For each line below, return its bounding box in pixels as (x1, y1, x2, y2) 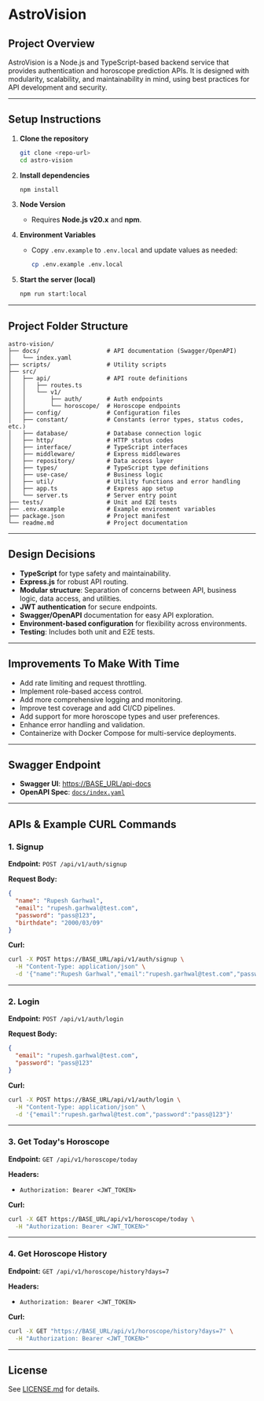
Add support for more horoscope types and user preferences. (19, 712, 220, 721)
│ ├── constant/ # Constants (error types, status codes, (8, 416, 244, 424)
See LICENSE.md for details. (8, 1384, 101, 1394)
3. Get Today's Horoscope (8, 1136, 110, 1147)
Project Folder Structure (8, 319, 129, 333)
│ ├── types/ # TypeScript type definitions (8, 464, 210, 472)
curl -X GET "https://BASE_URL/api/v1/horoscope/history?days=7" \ (8, 1327, 234, 1335)
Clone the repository (19, 134, 89, 143)
